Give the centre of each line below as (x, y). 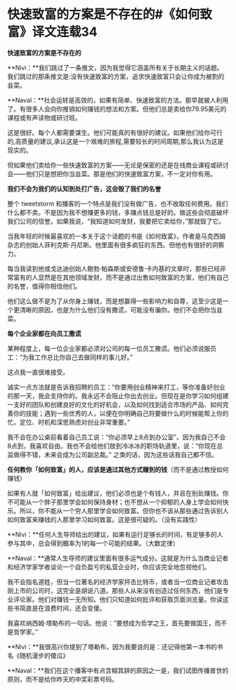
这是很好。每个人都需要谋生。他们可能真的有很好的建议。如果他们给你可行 (115, 132)
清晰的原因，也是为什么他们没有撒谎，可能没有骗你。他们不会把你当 (118, 310)
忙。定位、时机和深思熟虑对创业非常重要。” (69, 422)
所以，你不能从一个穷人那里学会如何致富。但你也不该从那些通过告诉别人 (124, 510)
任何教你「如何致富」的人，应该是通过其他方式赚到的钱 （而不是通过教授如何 (118, 469)
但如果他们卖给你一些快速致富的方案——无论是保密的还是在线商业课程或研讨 (118, 165)
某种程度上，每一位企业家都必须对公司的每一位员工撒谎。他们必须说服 (109, 348)
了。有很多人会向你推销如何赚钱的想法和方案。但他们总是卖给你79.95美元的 (117, 109)
